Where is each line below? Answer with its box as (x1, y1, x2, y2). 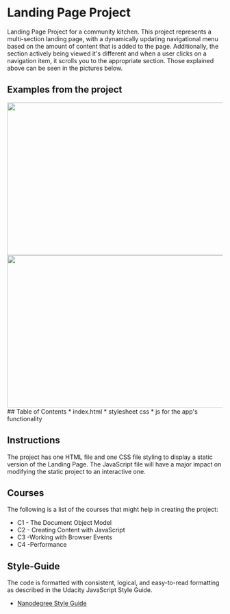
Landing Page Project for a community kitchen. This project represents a (7, 27, 212, 36)
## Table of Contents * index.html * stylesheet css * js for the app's (7, 407, 199, 416)
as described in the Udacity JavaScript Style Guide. (7, 586, 153, 594)
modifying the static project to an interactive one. (7, 467, 146, 475)
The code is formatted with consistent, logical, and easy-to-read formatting (7, 578, 220, 587)
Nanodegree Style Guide (16, 599, 87, 608)
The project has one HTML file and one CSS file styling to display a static (7, 453, 214, 461)
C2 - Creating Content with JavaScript (16, 526, 125, 534)
